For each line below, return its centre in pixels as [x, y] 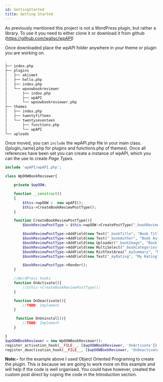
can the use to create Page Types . [39, 159]
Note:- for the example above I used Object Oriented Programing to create [80, 359]
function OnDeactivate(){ [40, 301]
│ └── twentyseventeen [30, 120]
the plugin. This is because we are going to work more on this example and [80, 364]
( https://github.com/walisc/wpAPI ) [39, 38]
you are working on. [25, 53]
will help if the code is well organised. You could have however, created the [80, 369]
